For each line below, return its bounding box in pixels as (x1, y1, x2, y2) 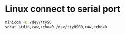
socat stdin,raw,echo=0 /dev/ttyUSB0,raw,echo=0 (5, 24, 107, 29)
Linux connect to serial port (5, 3, 121, 15)
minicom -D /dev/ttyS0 (5, 20, 52, 25)
